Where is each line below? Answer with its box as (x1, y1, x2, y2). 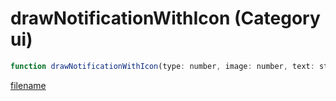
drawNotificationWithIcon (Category (10, 7, 321, 30)
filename (10, 79, 47, 91)
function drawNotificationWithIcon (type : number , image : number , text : (10, 61, 315, 71)
